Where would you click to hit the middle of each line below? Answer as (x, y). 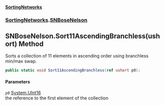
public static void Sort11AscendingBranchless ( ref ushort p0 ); (73, 70)
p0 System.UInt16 (23, 93)
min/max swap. (21, 61)
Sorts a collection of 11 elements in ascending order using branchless (77, 56)
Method (31, 44)
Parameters (18, 81)
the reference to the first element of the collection (57, 98)
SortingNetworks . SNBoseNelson (46, 20)
